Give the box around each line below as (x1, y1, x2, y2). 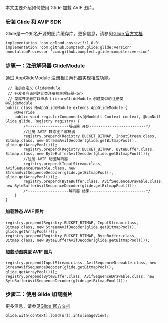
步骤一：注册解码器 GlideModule (5, 62, 85, 69)
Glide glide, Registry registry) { (5, 118, 80, 124)
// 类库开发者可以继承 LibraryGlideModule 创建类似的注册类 (7, 96, 124, 101)
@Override (14, 110, 35, 115)
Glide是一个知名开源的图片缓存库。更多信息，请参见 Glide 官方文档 (5, 31, 143, 37)
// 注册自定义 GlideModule (7, 85, 61, 91)
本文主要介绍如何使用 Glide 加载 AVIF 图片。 (5, 5, 97, 10)
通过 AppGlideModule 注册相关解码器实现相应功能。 (5, 75, 114, 81)
